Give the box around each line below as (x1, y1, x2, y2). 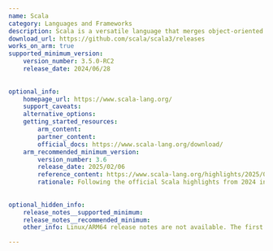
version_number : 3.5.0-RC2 (23, 58, 115, 66)
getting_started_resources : (23, 118, 118, 126)
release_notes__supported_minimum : (23, 208, 144, 216)
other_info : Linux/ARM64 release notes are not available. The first (23, 223, 264, 232)
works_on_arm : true (8, 42, 75, 50)
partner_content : (37, 132, 96, 141)
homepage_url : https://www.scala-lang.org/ (23, 95, 173, 103)
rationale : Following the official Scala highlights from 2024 (37, 178, 256, 187)
